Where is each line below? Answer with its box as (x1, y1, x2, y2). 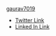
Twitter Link (14, 17, 45, 23)
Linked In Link (14, 23, 50, 30)
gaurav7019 (6, 5, 36, 12)
